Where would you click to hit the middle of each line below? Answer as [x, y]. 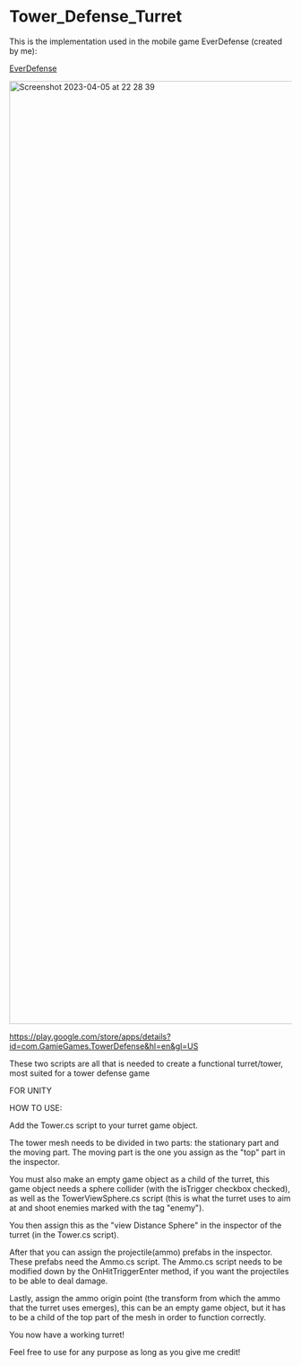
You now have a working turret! [67, 1335]
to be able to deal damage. [59, 1281]
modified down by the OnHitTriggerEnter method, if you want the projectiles [149, 1271]
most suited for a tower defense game [80, 1073]
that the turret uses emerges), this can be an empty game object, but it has [148, 1308]
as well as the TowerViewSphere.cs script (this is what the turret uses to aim [150, 1198]
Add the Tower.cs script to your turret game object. [104, 1125]
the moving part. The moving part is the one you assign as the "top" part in [147, 1152]
